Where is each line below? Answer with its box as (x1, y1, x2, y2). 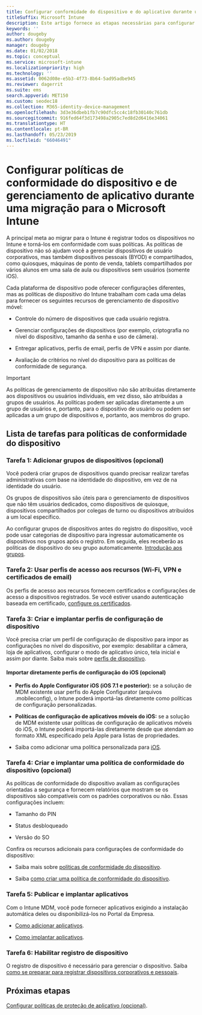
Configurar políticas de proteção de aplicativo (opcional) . (6, 1002, 148, 1009)
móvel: (6, 303, 23, 310)
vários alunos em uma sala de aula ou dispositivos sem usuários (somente (6, 266, 191, 273)
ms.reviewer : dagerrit (6, 82, 63, 88)
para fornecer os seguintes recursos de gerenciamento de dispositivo (6, 297, 179, 304)
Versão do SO (14, 834, 50, 841)
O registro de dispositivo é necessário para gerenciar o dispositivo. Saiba (6, 962, 188, 969)
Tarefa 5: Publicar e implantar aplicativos (6, 890, 129, 898)
